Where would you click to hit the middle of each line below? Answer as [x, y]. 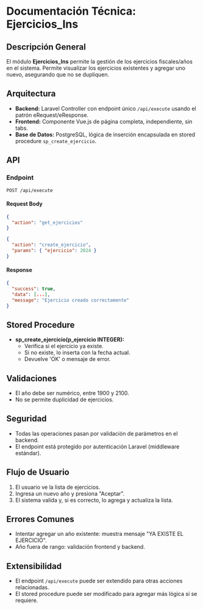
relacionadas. [32, 587]
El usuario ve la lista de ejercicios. [58, 487]
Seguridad [27, 419]
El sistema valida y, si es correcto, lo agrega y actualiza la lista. [94, 500]
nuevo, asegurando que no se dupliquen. [58, 74]
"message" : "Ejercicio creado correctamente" [71, 300]
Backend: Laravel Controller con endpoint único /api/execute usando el [105, 108]
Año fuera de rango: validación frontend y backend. [80, 547]
